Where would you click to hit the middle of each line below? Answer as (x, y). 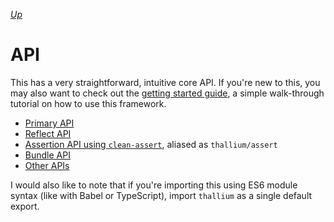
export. (25, 206)
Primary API (49, 123)
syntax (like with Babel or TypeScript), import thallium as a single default (161, 195)
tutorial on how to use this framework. (88, 103)
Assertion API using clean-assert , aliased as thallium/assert (151, 144)
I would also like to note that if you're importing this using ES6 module (154, 185)
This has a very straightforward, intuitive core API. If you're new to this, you (165, 82)
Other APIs (47, 165)
